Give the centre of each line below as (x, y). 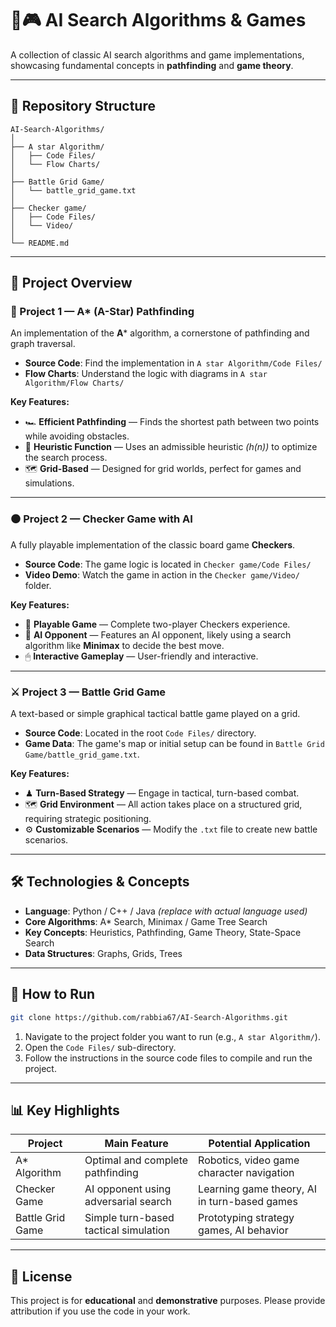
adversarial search (128, 1202)
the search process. (66, 458)
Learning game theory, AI (258, 1189)
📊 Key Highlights (65, 1110)
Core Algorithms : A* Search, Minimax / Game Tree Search (146, 921)
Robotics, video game (249, 1160)
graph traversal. (43, 344)
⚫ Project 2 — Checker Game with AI (101, 519)
